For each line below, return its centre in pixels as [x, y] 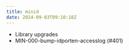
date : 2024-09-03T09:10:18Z [42, 17]
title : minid [23, 12]
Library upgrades [36, 34]
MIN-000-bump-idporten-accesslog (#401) [69, 40]
